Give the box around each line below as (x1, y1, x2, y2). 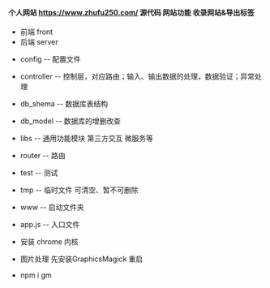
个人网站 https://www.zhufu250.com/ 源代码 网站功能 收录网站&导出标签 (8, 7, 255, 17)
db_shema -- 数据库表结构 (19, 99, 109, 109)
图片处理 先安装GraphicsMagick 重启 (19, 254, 144, 264)
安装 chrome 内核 (19, 237, 79, 247)
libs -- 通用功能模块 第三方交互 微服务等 (19, 134, 154, 144)
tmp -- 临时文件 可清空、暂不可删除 (19, 185, 139, 195)
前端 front (19, 27, 54, 37)
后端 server (19, 37, 58, 47)
